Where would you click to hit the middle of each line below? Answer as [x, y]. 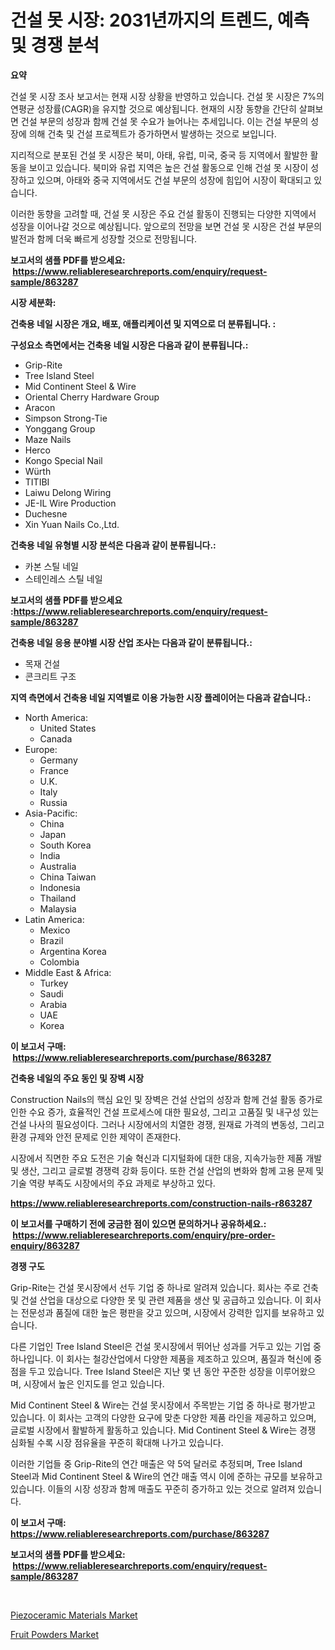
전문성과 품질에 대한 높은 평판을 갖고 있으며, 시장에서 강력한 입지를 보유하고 [167, 1312]
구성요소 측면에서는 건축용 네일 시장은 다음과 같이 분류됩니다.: [129, 345]
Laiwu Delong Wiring [68, 492]
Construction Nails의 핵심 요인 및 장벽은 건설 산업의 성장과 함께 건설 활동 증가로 [166, 1099]
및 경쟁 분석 [55, 45]
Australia [58, 866]
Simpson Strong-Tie [66, 418]
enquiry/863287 [45, 1245]
